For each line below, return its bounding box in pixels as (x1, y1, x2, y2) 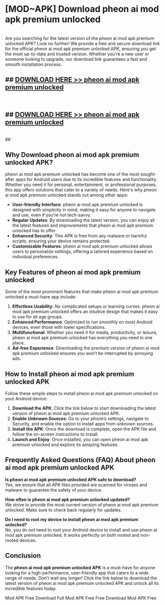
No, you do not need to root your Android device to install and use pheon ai (5, 526, 157, 533)
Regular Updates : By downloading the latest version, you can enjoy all (12, 217, 155, 223)
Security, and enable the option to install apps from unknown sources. (12, 421, 154, 426)
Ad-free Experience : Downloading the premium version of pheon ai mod (12, 345, 160, 351)
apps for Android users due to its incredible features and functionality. (15, 177, 158, 183)
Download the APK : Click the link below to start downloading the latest (12, 405, 156, 411)
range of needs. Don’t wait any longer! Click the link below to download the (5, 575, 157, 581)
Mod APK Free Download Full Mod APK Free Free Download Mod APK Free (5, 595, 157, 601)
